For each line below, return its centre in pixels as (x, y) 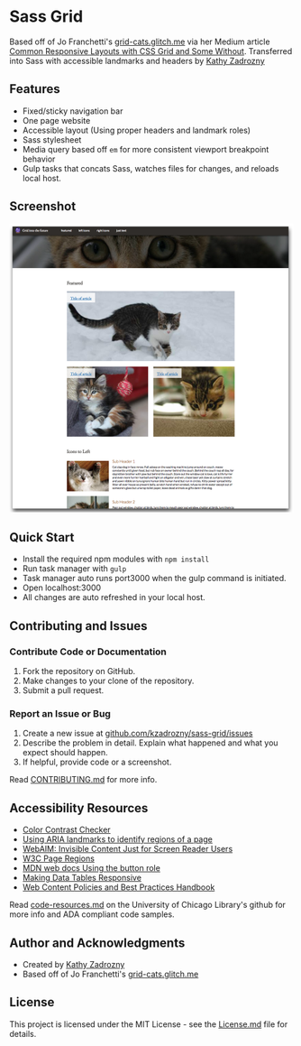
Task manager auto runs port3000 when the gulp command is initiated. (154, 579)
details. (23, 1033)
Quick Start (42, 537)
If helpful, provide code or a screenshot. (97, 762)
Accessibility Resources (79, 808)
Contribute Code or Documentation (88, 652)
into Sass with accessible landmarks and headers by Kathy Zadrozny (137, 60)
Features (35, 89)
